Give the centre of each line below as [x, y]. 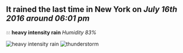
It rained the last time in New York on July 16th [92, 10]
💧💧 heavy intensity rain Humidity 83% [51, 32]
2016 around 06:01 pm [48, 19]
